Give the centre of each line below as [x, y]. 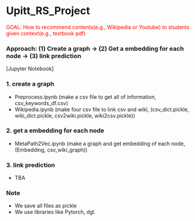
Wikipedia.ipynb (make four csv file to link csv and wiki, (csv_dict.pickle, [102, 109]
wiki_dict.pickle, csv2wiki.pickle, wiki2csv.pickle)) [75, 115]
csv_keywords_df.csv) [41, 103]
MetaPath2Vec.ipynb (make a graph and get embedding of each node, [100, 143]
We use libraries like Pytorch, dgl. [55, 212]
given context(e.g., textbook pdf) [46, 33]
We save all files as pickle [46, 206]
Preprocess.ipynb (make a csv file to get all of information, [85, 97]
